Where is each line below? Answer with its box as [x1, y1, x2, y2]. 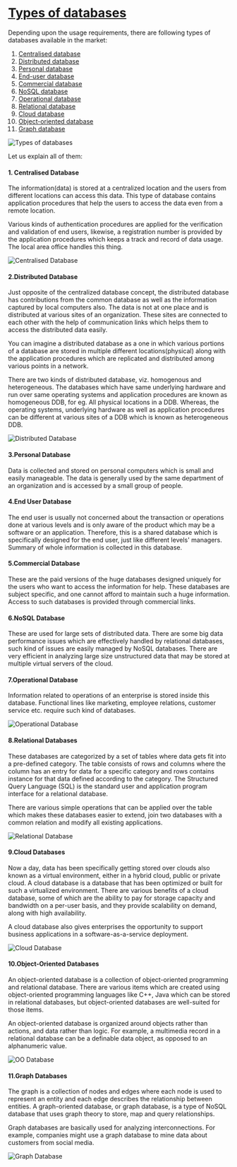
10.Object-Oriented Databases [8, 959, 99, 968]
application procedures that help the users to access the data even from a [8, 199, 223, 208]
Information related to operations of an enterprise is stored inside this [8, 691, 210, 700]
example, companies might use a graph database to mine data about [8, 1131, 207, 1139]
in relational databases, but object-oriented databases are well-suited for [8, 997, 221, 1006]
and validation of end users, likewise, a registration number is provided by [8, 227, 223, 236]
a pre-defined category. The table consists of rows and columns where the [8, 759, 226, 768]
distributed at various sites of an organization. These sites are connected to [8, 311, 228, 319]
